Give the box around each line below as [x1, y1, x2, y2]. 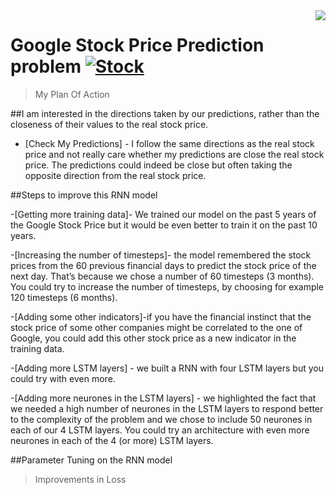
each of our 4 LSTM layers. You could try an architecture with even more [10, 424, 310, 436]
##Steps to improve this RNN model [10, 189, 158, 201]
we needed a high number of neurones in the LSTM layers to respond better [10, 402, 324, 414]
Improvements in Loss [34, 473, 127, 485]
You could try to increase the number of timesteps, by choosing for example [10, 280, 325, 293]
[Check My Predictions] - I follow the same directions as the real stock [24, 137, 315, 149]
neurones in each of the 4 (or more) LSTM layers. [10, 434, 214, 446]
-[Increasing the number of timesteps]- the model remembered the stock [10, 249, 312, 261]
